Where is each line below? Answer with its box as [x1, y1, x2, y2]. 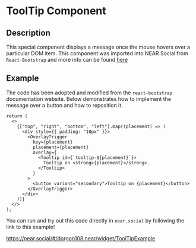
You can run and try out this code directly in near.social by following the [6, 217, 185, 224]
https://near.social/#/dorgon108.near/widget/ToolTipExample [6, 234, 156, 241]
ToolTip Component [6, 4, 107, 18]
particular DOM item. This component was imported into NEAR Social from [6, 50, 188, 57]
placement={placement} [32, 144, 89, 150]
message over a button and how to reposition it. [6, 101, 123, 109]
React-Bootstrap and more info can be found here [6, 56, 128, 63]
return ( [6, 113, 28, 119]
